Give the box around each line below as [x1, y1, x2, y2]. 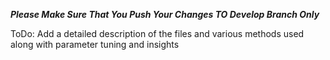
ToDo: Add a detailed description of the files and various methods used [10, 28, 305, 39]
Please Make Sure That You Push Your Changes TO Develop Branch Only [10, 9, 320, 20]
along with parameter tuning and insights [10, 39, 180, 50]
